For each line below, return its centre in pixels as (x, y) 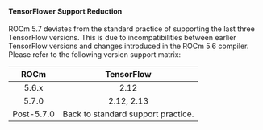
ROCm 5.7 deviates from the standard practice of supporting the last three (132, 29)
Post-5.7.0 (33, 114)
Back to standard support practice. (128, 114)
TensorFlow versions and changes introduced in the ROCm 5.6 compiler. (129, 46)
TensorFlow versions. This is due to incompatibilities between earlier (122, 38)
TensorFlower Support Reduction (65, 11)
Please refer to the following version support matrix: (95, 55)
